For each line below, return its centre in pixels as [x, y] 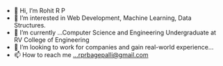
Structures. [30, 25]
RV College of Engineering [51, 40]
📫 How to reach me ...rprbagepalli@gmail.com [81, 55]
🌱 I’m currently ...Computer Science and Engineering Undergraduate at [115, 32]
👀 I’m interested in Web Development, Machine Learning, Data [102, 18]
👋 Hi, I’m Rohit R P [40, 11]
